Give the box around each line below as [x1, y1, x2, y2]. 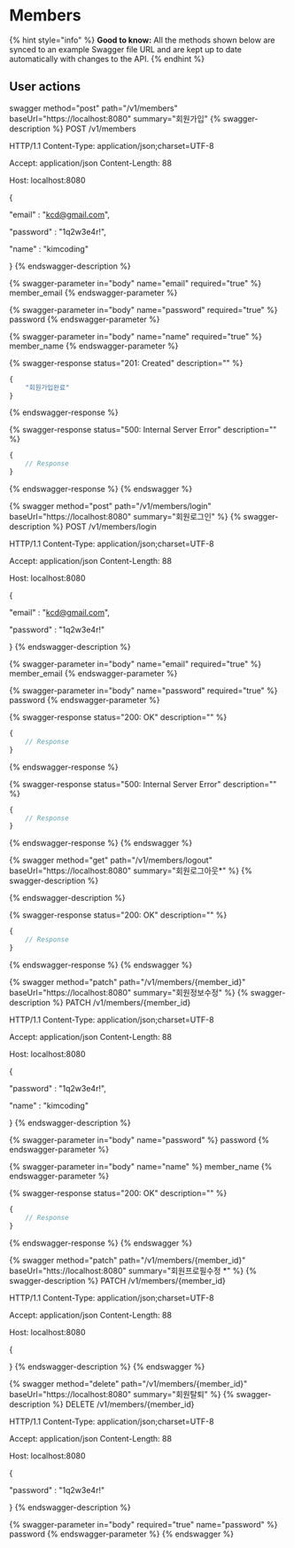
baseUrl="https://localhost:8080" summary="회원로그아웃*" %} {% [9, 865, 252, 876]
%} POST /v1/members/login [52, 521, 158, 532]
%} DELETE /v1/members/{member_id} [52, 1398, 195, 1410]
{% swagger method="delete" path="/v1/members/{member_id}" [9, 1378, 248, 1388]
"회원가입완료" [25, 383, 70, 392]
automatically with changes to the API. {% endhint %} [9, 53, 205, 64]
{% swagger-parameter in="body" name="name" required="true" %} [9, 331, 263, 341]
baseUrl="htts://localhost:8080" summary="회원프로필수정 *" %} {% [9, 1265, 257, 1276]
